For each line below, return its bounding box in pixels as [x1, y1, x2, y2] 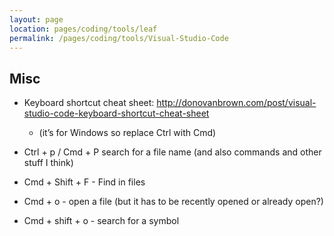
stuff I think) [23, 157, 74, 169]
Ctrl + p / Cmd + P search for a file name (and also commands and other [23, 146, 322, 158]
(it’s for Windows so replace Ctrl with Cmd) [38, 127, 217, 139]
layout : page [9, 14, 64, 25]
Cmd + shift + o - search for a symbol [23, 215, 180, 227]
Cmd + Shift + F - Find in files [23, 176, 146, 188]
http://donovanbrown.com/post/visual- [156, 97, 317, 109]
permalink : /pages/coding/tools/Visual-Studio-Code [9, 33, 229, 43]
